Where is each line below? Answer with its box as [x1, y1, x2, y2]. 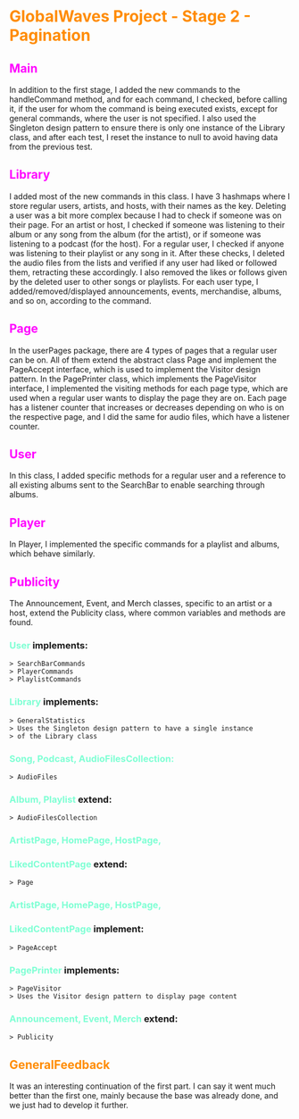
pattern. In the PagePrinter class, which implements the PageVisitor [9, 373, 257, 384]
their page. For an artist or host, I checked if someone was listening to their [9, 219, 286, 230]
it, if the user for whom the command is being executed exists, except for [9, 104, 278, 113]
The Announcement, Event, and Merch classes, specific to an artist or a [9, 598, 272, 609]
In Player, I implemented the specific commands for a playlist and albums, [9, 539, 280, 550]
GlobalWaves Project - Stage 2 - [9, 6, 252, 27]
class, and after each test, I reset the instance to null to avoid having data [9, 132, 278, 142]
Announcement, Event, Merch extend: [9, 1012, 179, 1024]
